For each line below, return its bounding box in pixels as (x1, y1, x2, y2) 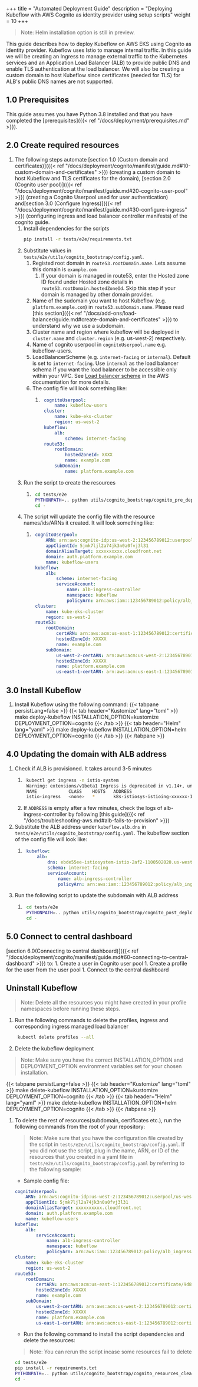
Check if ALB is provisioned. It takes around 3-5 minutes (14, 765, 152, 772)
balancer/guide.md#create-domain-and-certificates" (32, 315, 161, 323)
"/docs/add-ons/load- (83, 309, 137, 317)
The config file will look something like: (32, 384, 127, 391)
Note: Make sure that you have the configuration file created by (29, 1134, 184, 1141)
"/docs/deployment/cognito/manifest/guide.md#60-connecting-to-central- (6, 953, 189, 960)
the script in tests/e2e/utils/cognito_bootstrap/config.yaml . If (29, 1141, 185, 1148)
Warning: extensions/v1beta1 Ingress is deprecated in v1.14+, (26, 783, 185, 789)
